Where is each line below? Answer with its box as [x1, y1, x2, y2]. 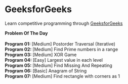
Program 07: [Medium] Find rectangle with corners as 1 [5, 73, 120, 79]
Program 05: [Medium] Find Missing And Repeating [5, 62, 112, 68]
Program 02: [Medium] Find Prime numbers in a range [5, 46, 118, 52]
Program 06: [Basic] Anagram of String [5, 67, 87, 74]
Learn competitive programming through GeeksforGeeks [5, 20, 123, 26]
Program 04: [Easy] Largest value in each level [5, 57, 103, 63]
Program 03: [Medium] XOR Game [5, 52, 77, 58]
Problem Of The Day [5, 30, 48, 36]
